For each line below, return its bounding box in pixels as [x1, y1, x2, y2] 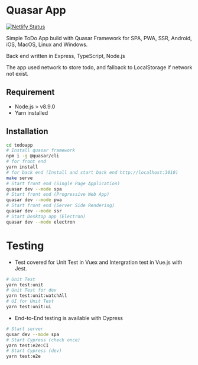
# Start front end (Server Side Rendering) [6, 202, 115, 209]
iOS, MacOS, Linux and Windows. [6, 41, 88, 48]
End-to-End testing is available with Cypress [14, 314, 123, 321]
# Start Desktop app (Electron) [6, 214, 86, 219]
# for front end [6, 159, 46, 164]
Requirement [6, 87, 55, 98]
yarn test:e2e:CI [6, 343, 49, 348]
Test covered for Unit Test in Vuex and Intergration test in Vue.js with [14, 259, 183, 266]
